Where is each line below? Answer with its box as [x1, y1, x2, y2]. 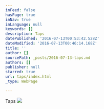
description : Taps [5, 31, 45, 36]
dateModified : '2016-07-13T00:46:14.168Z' [5, 41, 97, 46]
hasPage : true [5, 12, 36, 17]
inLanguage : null [5, 21, 43, 27]
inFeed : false [5, 7, 36, 13]
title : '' [5, 46, 27, 51]
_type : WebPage [5, 79, 38, 84]
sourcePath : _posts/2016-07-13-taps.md [5, 55, 91, 60]
